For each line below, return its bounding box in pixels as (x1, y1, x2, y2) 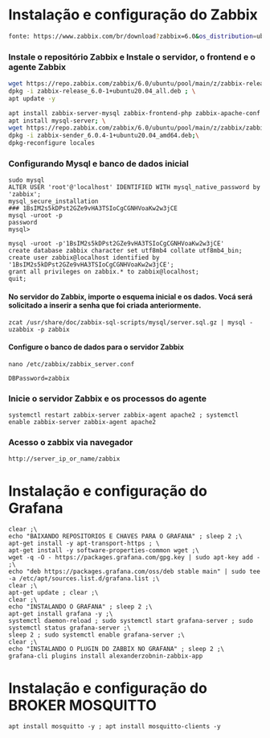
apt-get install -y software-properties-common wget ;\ (8, 546, 199, 555)
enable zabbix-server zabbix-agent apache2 (8, 418, 157, 427)
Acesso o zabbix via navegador (8, 437, 133, 448)
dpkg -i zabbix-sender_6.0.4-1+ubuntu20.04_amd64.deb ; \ (8, 131, 199, 140)
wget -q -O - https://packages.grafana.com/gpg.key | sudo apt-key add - (8, 554, 261, 562)
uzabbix (8, 325, 35, 333)
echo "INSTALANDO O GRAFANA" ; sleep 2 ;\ (8, 603, 153, 611)
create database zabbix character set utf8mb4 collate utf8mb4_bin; (8, 247, 243, 255)
